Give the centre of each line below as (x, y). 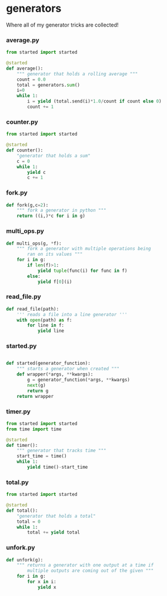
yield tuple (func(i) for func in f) (82, 271)
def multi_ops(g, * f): (34, 243)
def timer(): (22, 445)
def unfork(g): (25, 560)
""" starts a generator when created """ (68, 369)
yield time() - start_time (58, 467)
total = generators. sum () (49, 85)
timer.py (19, 411)
